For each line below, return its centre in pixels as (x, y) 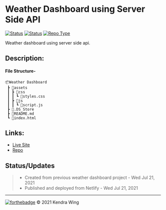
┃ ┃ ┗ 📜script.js (25, 105)
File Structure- (21, 71)
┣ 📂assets (17, 87)
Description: (25, 59)
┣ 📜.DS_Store (21, 109)
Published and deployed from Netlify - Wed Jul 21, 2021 (81, 188)
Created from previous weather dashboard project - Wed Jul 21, (89, 178)
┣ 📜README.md (21, 114)
